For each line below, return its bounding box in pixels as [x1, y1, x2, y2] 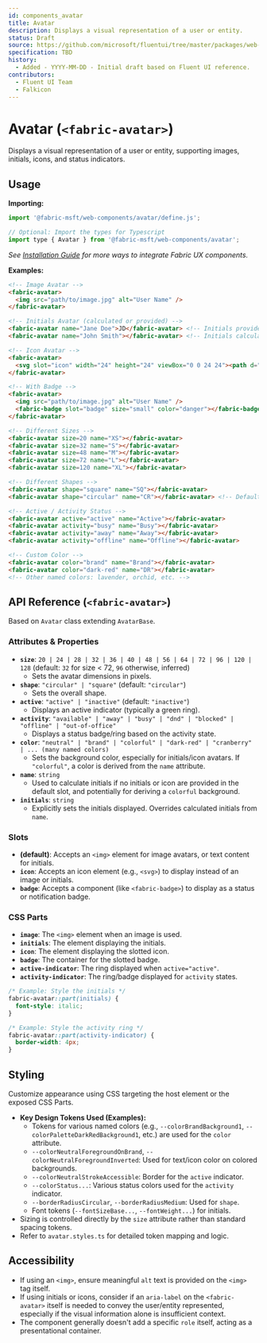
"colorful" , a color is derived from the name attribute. [31, 761, 206, 771]
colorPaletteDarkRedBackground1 [31, 1132, 139, 1140]
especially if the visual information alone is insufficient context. [19, 1309, 226, 1318]
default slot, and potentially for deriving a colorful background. [31, 786, 241, 795]
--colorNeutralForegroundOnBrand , [31, 1147, 145, 1156]
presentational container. [19, 1326, 102, 1335]
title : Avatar [8, 19, 56, 27]
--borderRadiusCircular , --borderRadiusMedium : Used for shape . [31, 1198, 240, 1207]
